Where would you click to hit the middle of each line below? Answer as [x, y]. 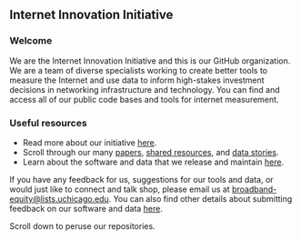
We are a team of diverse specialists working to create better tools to [139, 70]
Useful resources [49, 123]
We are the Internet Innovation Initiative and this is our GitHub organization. [150, 60]
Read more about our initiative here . [90, 142]
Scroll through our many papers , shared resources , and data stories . [150, 152]
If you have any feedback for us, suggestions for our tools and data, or [142, 179]
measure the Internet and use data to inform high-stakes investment [137, 80]
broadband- [254, 189]
